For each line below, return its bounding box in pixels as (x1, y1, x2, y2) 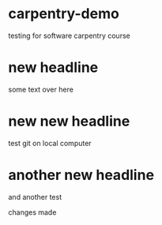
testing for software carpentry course (8, 31, 130, 40)
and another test (8, 192, 62, 201)
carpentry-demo (8, 5, 120, 23)
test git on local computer (8, 138, 92, 148)
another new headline (8, 167, 155, 184)
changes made (8, 207, 57, 217)
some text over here (8, 84, 73, 94)
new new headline (8, 112, 130, 130)
